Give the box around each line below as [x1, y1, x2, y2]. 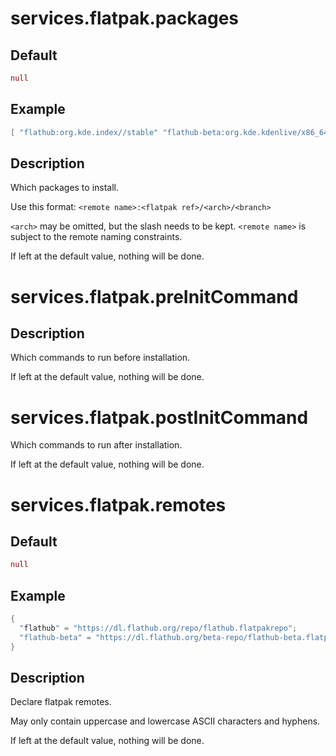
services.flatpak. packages [10, 7, 239, 30]
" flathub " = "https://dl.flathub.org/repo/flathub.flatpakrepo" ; [19, 623, 298, 633]
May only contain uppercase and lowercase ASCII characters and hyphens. [10, 715, 321, 727]
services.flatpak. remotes [10, 493, 227, 516]
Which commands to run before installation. [10, 352, 191, 364]
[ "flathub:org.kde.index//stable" [10, 127, 159, 137]
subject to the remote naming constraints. [10, 231, 183, 243]
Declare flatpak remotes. [10, 696, 112, 708]
